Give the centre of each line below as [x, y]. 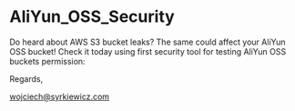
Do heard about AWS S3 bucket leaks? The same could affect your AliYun [147, 42]
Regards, [26, 78]
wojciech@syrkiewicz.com [60, 96]
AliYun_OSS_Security [92, 17]
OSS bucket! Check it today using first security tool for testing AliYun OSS [148, 51]
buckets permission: [47, 61]
